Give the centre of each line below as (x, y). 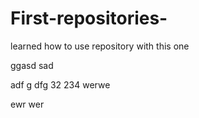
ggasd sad (32, 65)
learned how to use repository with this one (100, 46)
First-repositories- (89, 18)
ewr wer (27, 104)
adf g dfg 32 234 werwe (60, 84)
